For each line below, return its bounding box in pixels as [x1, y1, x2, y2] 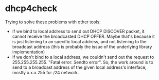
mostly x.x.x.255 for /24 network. [12, 69, 79, 75]
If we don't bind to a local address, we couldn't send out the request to [12, 54, 154, 60]
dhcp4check [5, 3, 57, 14]
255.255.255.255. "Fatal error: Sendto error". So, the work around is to [12, 59, 154, 65]
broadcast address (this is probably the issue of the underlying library [12, 44, 152, 49]
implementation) [12, 49, 45, 55]
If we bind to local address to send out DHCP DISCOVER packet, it [12, 28, 145, 34]
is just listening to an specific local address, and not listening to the [12, 38, 147, 44]
